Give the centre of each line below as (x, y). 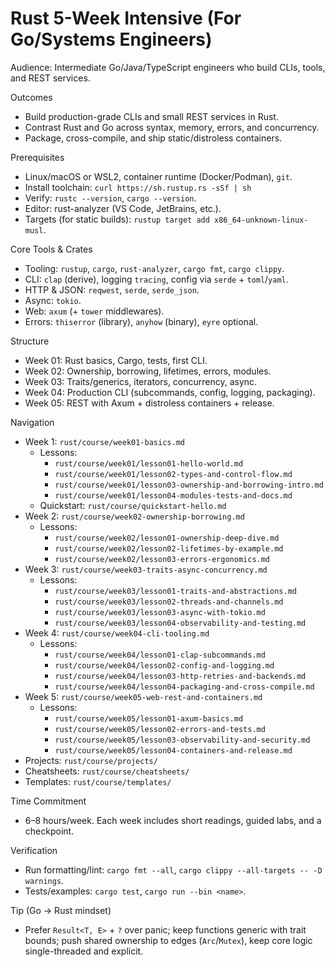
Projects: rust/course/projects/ (91, 760)
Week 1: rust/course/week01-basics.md (104, 441)
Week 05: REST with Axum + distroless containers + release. (149, 403)
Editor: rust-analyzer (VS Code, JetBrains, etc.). (123, 208)
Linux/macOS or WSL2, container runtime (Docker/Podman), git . (158, 176)
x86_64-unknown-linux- (261, 220)
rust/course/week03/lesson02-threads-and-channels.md (169, 602)
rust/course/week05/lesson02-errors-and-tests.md (160, 729)
